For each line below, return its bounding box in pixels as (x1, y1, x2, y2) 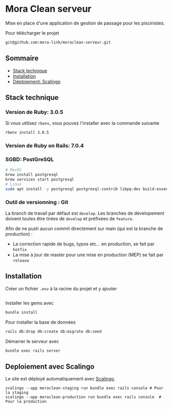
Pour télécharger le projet (5, 30, 59, 36)
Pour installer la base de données (5, 319, 76, 325)
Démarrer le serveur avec (5, 338, 59, 344)
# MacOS (5, 167, 22, 173)
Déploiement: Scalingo (12, 78, 61, 84)
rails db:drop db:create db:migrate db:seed (5, 329, 102, 334)
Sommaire (5, 54, 39, 63)
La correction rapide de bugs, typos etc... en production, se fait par (12, 241, 155, 247)
